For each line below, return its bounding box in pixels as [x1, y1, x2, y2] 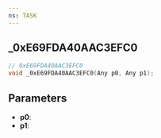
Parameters [8, 91, 67, 105]
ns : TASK [8, 11, 37, 20]
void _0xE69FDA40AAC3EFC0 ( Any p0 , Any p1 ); [8, 69, 155, 78]
